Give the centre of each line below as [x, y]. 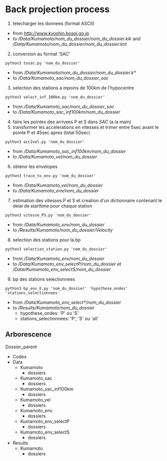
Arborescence [28, 334]
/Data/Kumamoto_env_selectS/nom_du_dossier [61, 269]
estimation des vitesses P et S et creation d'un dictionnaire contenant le [87, 200]
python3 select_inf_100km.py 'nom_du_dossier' [55, 97]
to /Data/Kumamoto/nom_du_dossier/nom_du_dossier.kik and [76, 39]
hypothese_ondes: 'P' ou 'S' [49, 313]
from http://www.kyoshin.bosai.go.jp [51, 33]
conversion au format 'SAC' [41, 54]
